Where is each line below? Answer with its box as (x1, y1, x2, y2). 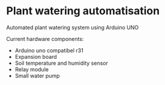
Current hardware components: (6, 35, 84, 42)
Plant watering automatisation (6, 4, 160, 18)
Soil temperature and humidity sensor (14, 59, 108, 67)
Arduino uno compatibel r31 (14, 46, 84, 54)
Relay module (14, 65, 49, 73)
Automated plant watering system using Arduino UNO (6, 24, 139, 31)
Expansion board (14, 53, 57, 60)
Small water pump (14, 72, 60, 79)
